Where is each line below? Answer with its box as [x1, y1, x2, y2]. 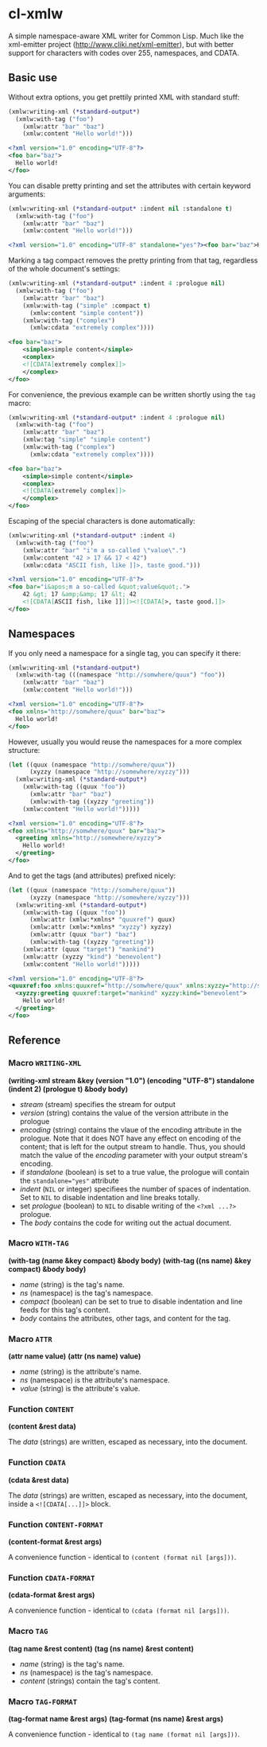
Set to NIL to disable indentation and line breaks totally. [19, 1192, 200, 1202]
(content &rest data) [8, 1421, 77, 1431]
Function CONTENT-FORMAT [8, 1519, 103, 1530]
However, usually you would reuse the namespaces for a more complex [8, 737, 242, 747]
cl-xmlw [8, 5, 64, 23]
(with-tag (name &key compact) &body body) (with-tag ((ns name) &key [8, 1255, 252, 1265]
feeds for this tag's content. [19, 1304, 111, 1314]
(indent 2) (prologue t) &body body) [8, 1084, 129, 1094]
